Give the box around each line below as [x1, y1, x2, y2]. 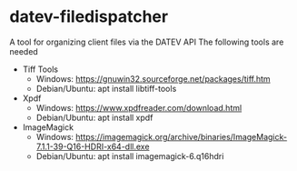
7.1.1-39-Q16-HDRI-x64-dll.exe [35, 141, 150, 152]
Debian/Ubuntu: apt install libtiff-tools [35, 83, 177, 94]
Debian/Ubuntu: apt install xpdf [35, 112, 153, 123]
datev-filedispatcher [9, 6, 169, 27]
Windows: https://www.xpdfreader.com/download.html [35, 102, 243, 113]
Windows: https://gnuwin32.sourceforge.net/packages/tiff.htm [35, 73, 271, 84]
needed [9, 45, 38, 56]
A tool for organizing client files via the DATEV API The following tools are [9, 36, 284, 47]
